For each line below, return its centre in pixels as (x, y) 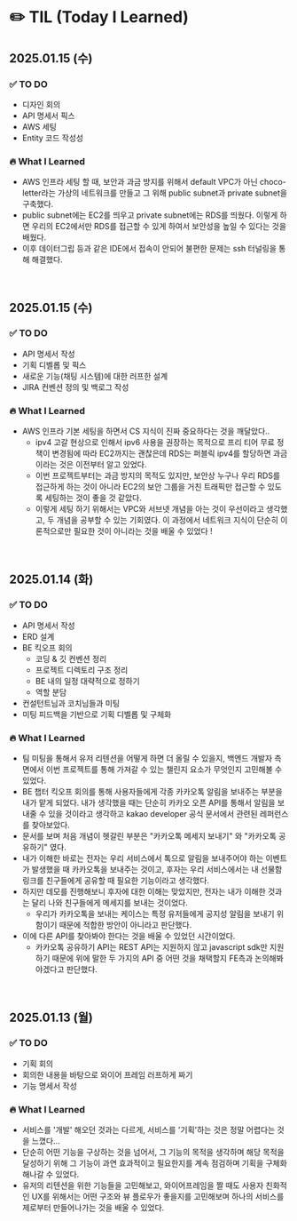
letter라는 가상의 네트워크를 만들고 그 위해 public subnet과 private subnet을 (155, 193)
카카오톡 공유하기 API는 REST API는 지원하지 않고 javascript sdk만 (151, 947)
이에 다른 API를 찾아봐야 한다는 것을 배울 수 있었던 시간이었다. (129, 936)
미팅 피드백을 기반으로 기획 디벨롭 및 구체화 (97, 714)
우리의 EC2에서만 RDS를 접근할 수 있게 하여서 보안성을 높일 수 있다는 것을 (159, 227)
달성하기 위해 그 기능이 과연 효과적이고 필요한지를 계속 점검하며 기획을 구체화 (155, 1163)
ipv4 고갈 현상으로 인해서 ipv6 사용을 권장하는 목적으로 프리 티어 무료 (155, 443)
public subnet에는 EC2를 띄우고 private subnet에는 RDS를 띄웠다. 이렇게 (150, 215)
